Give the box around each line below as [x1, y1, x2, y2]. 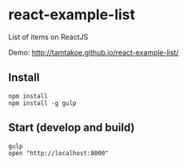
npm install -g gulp [8, 99, 78, 107]
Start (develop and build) [8, 121, 135, 135]
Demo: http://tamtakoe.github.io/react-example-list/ [8, 47, 179, 57]
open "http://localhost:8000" [8, 149, 109, 157]
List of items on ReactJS [8, 32, 89, 42]
